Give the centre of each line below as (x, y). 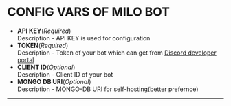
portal (25, 59)
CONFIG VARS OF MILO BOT (89, 12)
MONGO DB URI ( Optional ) (54, 81)
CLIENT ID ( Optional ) (46, 67)
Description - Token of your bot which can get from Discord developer (117, 53)
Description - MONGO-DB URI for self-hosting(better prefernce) (108, 89)
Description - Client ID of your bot (65, 74)
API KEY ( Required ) (44, 31)
